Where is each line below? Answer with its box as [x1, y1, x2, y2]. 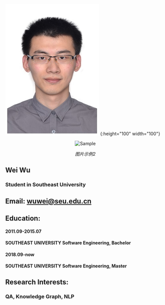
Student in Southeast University [5, 181, 86, 188]
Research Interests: [5, 278, 69, 286]
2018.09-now [5, 251, 35, 257]
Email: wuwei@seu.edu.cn [5, 197, 92, 206]
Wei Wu [5, 166, 30, 175]
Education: [5, 214, 41, 223]
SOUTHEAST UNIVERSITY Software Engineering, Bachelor [5, 240, 131, 246]
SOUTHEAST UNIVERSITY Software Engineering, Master [5, 263, 127, 269]
